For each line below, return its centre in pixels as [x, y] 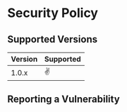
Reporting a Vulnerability [64, 100]
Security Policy [53, 13]
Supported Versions [52, 39]
